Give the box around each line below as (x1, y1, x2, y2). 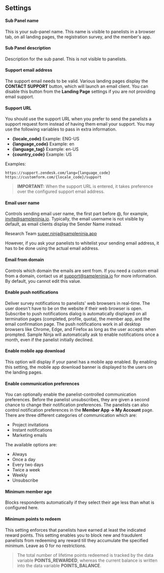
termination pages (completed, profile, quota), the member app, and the (5, 316, 150, 322)
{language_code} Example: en (12, 141, 74, 147)
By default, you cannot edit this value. (5, 278, 82, 284)
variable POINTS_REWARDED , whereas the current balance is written (17, 557, 158, 563)
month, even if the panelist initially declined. (5, 336, 94, 343)
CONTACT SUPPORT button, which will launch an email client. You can (5, 83, 148, 89)
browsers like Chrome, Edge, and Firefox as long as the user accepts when (5, 326, 157, 332)
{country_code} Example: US (12, 152, 72, 158)
